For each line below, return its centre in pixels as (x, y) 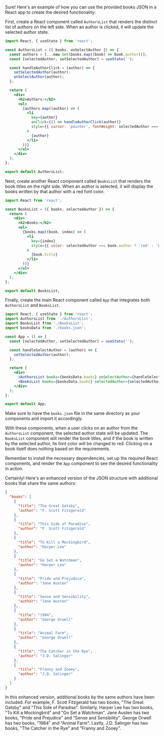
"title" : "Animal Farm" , (43, 633)
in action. (14, 469)
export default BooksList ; (32, 291)
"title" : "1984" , (36, 615)
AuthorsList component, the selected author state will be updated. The (76, 433)
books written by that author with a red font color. (55, 191)
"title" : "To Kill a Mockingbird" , (54, 542)
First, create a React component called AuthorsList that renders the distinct (81, 22)
